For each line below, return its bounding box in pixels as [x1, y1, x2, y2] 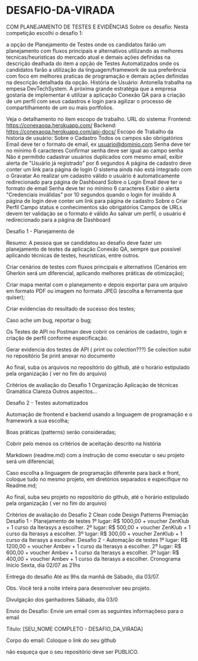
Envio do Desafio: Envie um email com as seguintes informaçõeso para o [6, 607, 184, 614]
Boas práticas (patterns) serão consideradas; [6, 428, 116, 436]
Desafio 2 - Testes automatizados [6, 399, 89, 406]
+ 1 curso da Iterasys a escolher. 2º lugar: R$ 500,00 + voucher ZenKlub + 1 [6, 523, 191, 531]
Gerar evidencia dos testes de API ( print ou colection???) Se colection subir [6, 346, 191, 353]
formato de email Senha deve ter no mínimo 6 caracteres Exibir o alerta [6, 184, 180, 191]
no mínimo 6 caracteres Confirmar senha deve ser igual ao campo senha [6, 146, 184, 154]
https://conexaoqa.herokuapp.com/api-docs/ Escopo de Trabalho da [6, 128, 174, 135]
